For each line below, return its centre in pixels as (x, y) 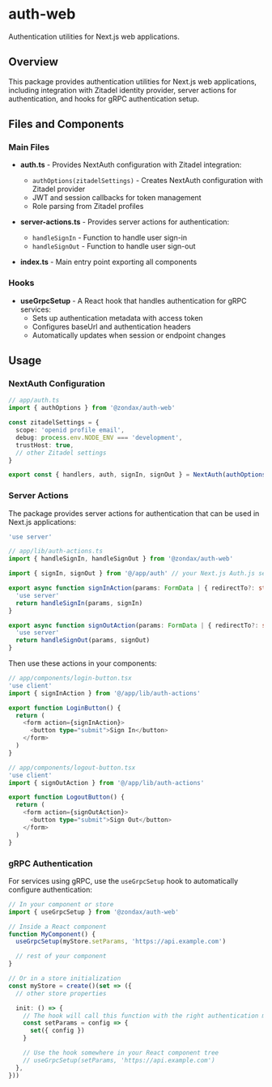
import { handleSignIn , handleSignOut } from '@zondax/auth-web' (121, 559)
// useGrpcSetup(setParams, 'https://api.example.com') (119, 1060)
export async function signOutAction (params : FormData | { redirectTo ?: (134, 625)
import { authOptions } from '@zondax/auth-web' (92, 408)
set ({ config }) (57, 1031)
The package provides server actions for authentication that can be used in (134, 513)
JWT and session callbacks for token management (117, 198)
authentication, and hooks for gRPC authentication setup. (104, 99)
